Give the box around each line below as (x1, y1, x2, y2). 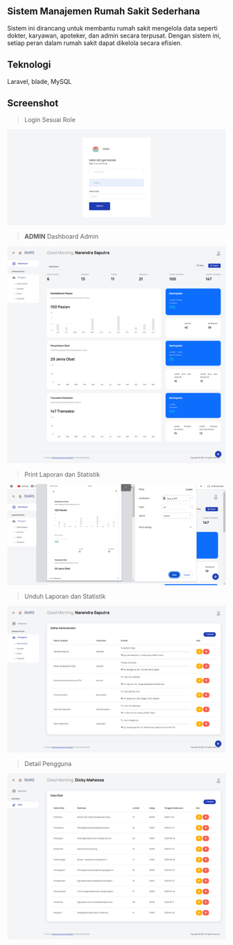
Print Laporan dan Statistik (24, 470, 101, 478)
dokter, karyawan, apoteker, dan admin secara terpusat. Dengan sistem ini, (7, 31, 221, 40)
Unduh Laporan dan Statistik (24, 592, 106, 600)
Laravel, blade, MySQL (7, 77, 72, 85)
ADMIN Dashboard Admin (24, 232, 99, 241)
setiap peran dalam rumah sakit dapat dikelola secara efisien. (7, 38, 182, 47)
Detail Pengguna (24, 759, 72, 767)
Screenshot (7, 97, 59, 110)
